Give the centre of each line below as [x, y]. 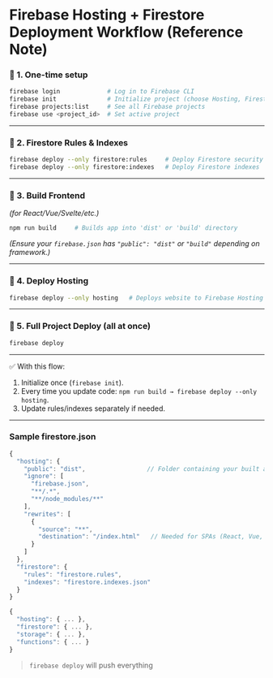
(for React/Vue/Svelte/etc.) [54, 214]
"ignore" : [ [44, 477]
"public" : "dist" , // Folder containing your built [142, 469]
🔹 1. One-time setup [49, 75]
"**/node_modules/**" [67, 499]
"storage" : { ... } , [51, 634]
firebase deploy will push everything [91, 665]
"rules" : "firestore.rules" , [73, 574]
